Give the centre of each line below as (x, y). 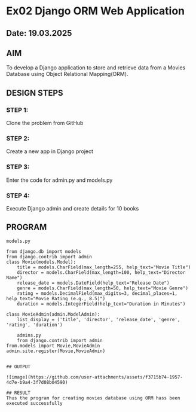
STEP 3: (18, 167)
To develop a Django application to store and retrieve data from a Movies (96, 68)
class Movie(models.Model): (41, 262)
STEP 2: (18, 138)
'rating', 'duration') (34, 325)
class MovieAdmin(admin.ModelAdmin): (53, 314)
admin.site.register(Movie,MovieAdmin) (56, 351)
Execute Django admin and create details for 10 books (73, 208)
